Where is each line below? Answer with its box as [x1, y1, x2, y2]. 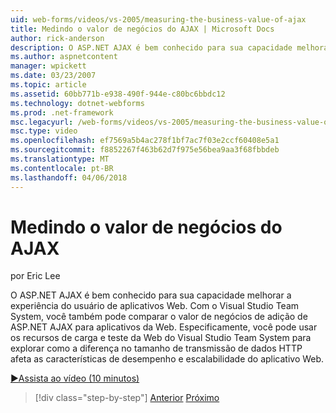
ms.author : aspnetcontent [10, 52, 118, 62]
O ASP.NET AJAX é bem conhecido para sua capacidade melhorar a [10, 289, 292, 301]
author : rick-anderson [10, 33, 105, 43]
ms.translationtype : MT [10, 154, 110, 164]
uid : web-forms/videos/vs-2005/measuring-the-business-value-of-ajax [10, 14, 307, 25]
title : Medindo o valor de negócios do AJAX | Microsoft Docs [10, 24, 275, 34]
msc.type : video [10, 126, 78, 136]
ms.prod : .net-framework [10, 107, 114, 118]
